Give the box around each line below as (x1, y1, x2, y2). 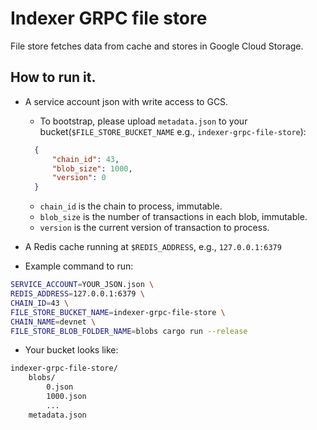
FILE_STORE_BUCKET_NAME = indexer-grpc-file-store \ (10, 307, 226, 317)
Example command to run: (24, 260, 134, 272)
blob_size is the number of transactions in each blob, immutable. (39, 211, 308, 223)
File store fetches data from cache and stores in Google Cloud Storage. (10, 40, 304, 52)
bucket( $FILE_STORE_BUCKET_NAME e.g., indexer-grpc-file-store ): (39, 125, 307, 137)
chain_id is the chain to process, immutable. (39, 200, 223, 212)
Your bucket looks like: (24, 344, 119, 356)
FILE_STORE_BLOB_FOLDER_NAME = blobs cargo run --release (10, 326, 248, 336)
